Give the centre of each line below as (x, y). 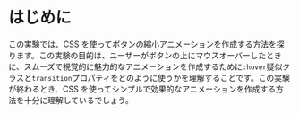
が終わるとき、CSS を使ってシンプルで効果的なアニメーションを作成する (142, 89)
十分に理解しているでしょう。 (78, 100)
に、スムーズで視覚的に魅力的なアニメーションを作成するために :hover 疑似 (145, 66)
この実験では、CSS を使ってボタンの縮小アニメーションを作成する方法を (142, 44)
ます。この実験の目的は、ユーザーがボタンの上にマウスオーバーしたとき (149, 55)
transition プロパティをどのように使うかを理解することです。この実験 (161, 77)
